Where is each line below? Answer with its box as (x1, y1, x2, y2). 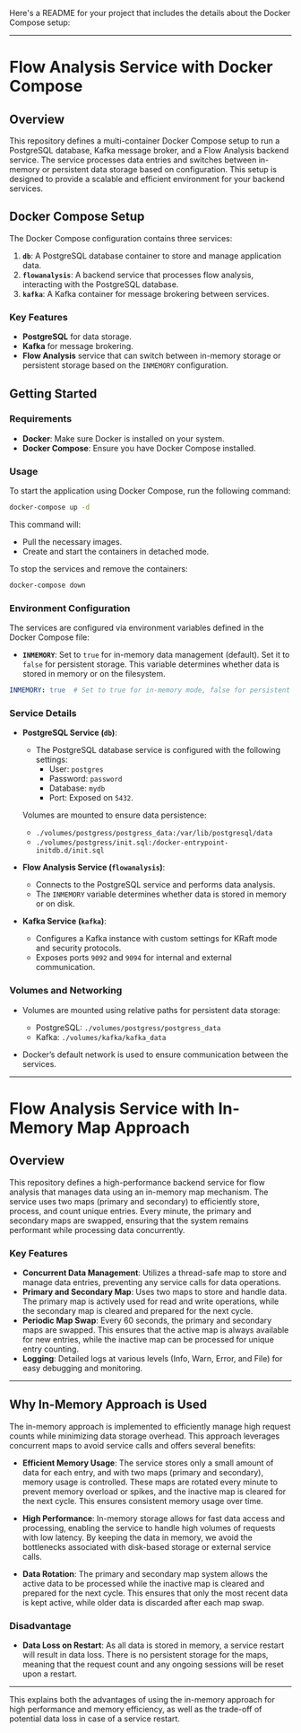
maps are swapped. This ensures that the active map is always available (21, 1324, 289, 1335)
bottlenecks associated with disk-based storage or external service (21, 1541, 271, 1552)
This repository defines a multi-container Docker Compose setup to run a (9, 136, 280, 146)
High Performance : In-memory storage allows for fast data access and (21, 1512, 285, 1524)
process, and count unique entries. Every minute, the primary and (9, 1205, 252, 1216)
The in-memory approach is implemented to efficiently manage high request (9, 1421, 291, 1431)
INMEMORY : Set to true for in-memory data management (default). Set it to (21, 650, 290, 661)
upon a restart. (21, 1668, 78, 1679)
